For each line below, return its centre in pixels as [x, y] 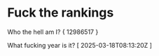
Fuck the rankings [61, 13]
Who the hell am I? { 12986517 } [53, 32]
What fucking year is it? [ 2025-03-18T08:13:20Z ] [80, 45]
